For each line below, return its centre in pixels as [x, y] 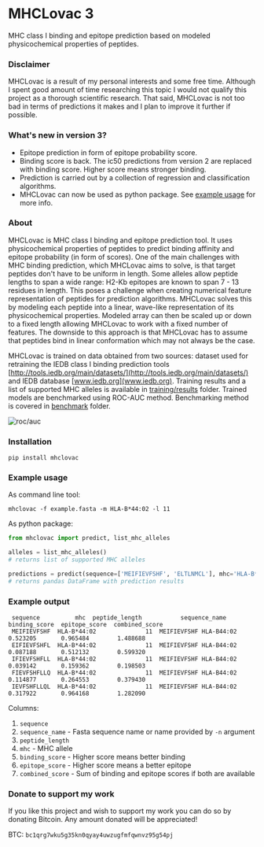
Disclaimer [29, 64]
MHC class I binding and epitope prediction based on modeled [109, 35]
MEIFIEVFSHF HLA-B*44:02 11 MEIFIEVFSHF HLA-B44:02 [124, 632]
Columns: [24, 708]
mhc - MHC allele [46, 749]
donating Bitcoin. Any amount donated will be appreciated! [103, 819]
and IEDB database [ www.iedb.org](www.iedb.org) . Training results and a [127, 381]
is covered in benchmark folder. [60, 405]
